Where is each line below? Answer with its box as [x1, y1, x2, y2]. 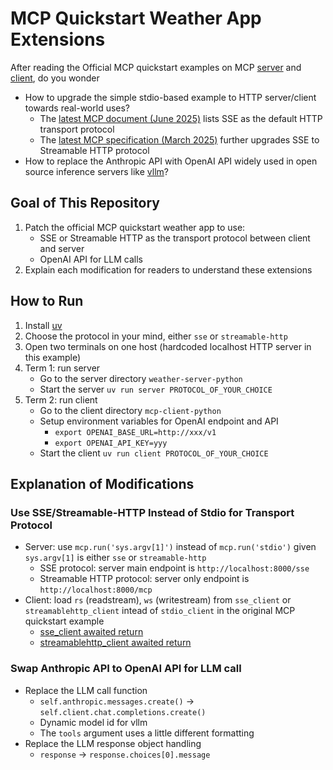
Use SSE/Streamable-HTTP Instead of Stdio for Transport [10, 505, 295, 519]
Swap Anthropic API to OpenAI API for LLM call [10, 662, 242, 676]
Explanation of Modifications [10, 475, 195, 492]
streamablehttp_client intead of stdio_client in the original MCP [24, 605, 296, 617]
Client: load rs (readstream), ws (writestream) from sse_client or [24, 594, 292, 606]
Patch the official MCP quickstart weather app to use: [24, 221, 246, 233]
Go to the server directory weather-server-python [39, 372, 243, 384]
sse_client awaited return [39, 626, 144, 638]
